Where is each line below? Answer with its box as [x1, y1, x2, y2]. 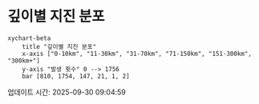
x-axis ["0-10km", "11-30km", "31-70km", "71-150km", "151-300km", [22, 50, 252, 58]
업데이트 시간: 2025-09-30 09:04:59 [7, 87, 126, 97]
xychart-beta [7, 34, 51, 42]
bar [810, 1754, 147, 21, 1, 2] [22, 72, 130, 80]
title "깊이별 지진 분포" [22, 42, 97, 50]
